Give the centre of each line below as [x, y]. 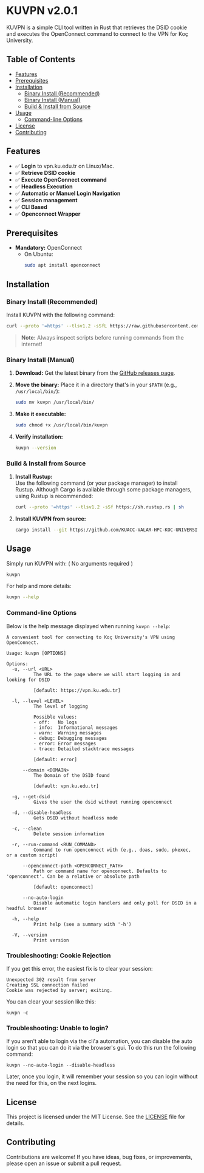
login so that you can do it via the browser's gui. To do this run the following [101, 1048]
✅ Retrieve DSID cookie [45, 173]
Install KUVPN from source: [50, 518]
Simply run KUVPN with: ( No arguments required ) [70, 563]
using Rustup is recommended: [54, 496]
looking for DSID [28, 680]
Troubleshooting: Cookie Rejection [59, 956]
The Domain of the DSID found [72, 775]
